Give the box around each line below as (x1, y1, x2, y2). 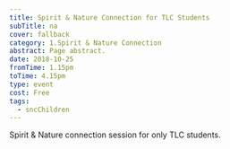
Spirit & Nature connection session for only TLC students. (9, 129, 221, 140)
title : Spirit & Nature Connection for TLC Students (9, 13, 210, 22)
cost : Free (9, 88, 50, 97)
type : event (9, 80, 54, 89)
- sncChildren (17, 105, 70, 114)
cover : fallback (9, 30, 70, 39)
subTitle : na (9, 22, 58, 31)
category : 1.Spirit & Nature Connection (9, 38, 163, 48)
